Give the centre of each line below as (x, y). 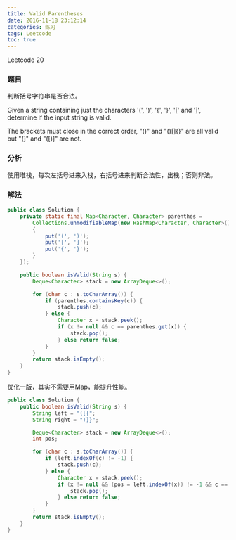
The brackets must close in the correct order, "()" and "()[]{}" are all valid (113, 131)
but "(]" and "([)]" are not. (45, 139)
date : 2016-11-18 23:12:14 (47, 20)
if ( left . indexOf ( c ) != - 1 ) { (89, 458)
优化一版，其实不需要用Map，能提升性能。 (69, 387)
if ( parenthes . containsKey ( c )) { (93, 301)
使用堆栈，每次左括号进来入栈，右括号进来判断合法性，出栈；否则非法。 (112, 175)
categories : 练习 (32, 27)
